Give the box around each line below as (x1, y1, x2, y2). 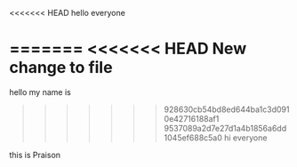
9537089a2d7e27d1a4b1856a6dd (164, 123, 287, 133)
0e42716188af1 (164, 113, 220, 123)
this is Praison (9, 149, 60, 160)
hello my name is (9, 86, 71, 97)
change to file (9, 58, 113, 78)
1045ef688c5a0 (164, 132, 222, 143)
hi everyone (223, 132, 268, 143)
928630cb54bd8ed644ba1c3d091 (164, 104, 290, 115)
